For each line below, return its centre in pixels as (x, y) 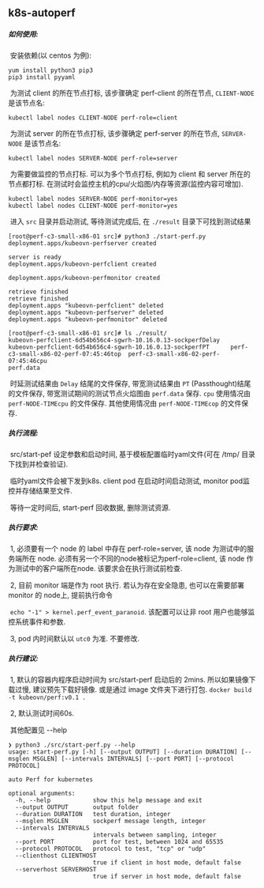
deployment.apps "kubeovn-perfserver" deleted (86, 313)
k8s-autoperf (42, 13)
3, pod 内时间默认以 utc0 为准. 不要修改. (75, 639)
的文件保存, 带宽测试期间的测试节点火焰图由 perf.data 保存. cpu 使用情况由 (129, 394)
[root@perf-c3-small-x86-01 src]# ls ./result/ (88, 334)
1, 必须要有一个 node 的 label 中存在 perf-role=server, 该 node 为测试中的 (128, 549)
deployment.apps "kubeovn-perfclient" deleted (86, 306)
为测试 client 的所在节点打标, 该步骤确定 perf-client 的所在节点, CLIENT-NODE (132, 93)
